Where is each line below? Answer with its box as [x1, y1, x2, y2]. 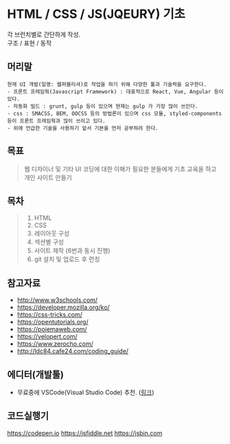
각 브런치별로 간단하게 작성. [7, 30, 81, 38]
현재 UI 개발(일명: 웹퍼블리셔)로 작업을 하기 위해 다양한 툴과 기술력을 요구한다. [7, 80, 207, 88]
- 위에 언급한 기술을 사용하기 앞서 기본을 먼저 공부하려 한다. [7, 124, 159, 131]
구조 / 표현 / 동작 [7, 38, 52, 47]
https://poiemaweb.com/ [16, 325, 87, 333]
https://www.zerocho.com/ [16, 340, 94, 348]
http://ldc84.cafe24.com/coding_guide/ [16, 347, 129, 355]
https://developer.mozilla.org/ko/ [16, 303, 110, 311]
